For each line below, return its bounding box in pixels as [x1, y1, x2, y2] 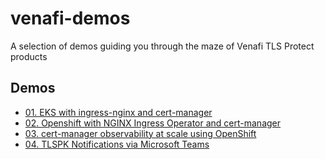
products [10, 50, 48, 62]
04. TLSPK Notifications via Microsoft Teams [24, 138, 210, 150]
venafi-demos [10, 7, 131, 30]
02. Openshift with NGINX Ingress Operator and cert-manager [24, 117, 282, 129]
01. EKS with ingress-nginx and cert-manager [24, 106, 213, 118]
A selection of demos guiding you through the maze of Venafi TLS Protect [10, 40, 315, 52]
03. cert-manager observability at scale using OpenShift [24, 127, 257, 139]
